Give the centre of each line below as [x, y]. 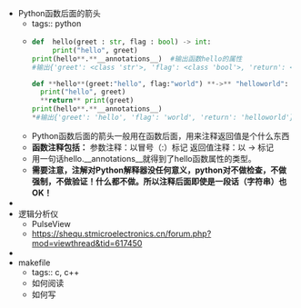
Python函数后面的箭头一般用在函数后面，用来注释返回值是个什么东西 [161, 135]
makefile [34, 263]
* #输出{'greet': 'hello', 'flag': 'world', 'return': [134, 117]
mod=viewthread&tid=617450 [87, 243]
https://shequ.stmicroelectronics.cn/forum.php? [121, 233]
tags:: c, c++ [55, 272]
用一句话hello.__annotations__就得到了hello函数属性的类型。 [144, 158]
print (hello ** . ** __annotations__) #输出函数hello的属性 [137, 59]
